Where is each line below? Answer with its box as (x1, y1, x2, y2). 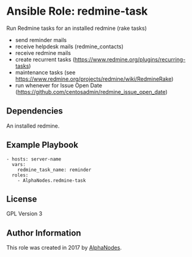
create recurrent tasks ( (15, 56, 75, 63)
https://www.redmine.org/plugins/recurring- (74, 56, 186, 63)
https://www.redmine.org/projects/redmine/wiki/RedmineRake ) (15, 75, 174, 82)
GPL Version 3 (6, 210, 43, 217)
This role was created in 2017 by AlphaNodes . (6, 244, 122, 252)
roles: (12, 172, 29, 178)
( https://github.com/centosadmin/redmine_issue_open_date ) (15, 88, 168, 95)
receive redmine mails (15, 49, 72, 56)
